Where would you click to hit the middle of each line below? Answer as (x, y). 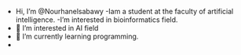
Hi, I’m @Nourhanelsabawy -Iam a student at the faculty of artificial (124, 11)
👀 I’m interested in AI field (57, 28)
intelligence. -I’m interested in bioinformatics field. (97, 20)
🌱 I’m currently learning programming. (77, 36)
